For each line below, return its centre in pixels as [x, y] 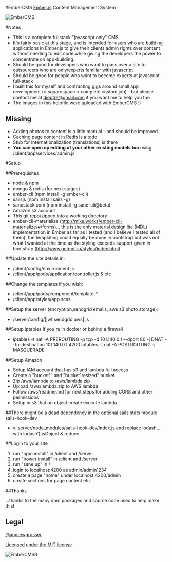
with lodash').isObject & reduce [46, 433]
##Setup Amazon [24, 360]
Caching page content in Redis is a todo [55, 137]
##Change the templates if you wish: [44, 284]
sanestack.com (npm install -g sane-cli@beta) [62, 204]
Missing [18, 119]
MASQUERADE [28, 350]
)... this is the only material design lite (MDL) [101, 227]
